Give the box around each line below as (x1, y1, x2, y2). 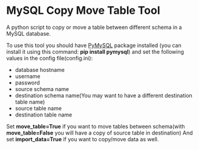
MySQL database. (6, 30, 51, 37)
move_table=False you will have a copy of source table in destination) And (6, 129, 194, 136)
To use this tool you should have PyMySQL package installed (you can (6, 42, 181, 49)
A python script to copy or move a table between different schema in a (6, 24, 183, 31)
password (15, 79, 41, 86)
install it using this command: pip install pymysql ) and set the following (6, 48, 184, 55)
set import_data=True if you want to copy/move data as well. (6, 135, 159, 142)
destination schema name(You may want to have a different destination (15, 92, 192, 99)
